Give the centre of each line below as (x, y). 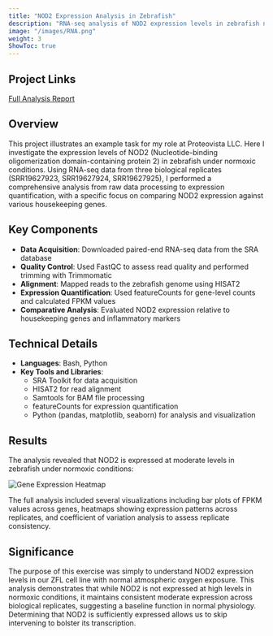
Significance (41, 552)
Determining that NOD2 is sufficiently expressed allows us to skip (118, 614)
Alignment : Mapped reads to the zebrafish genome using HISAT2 (130, 283)
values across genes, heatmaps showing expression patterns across (123, 509)
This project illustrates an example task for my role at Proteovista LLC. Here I (136, 144)
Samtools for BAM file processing (88, 398)
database (36, 257)
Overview (34, 124)
